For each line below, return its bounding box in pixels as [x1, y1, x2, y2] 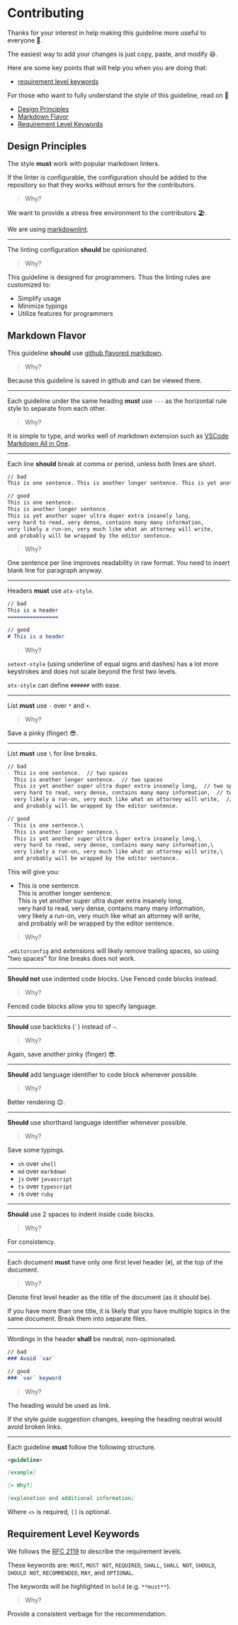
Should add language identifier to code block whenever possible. [7, 1070, 198, 1079]
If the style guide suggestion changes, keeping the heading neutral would [7, 1414, 222, 1423]
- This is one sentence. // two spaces [7, 769, 129, 776]
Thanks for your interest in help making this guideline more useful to [7, 28, 207, 37]
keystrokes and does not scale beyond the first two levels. [7, 667, 177, 676]
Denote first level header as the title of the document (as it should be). [7, 1293, 212, 1301]
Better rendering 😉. [7, 1098, 66, 1106]
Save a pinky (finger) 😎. [7, 729, 79, 737]
